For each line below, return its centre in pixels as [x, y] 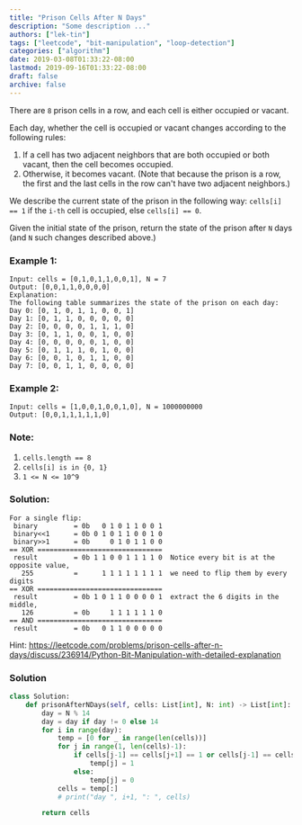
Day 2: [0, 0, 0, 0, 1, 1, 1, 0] [72, 326]
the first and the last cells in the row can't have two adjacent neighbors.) [156, 183]
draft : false [34, 76]
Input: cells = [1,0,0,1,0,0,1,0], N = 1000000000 [106, 407]
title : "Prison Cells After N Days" [78, 18]
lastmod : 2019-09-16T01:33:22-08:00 [78, 68]
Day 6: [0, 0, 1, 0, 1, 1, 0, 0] [72, 358]
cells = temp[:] [88, 788]
